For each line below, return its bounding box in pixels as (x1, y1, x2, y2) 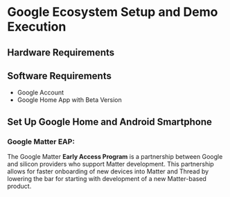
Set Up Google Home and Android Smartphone (7, 116, 213, 128)
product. (7, 182, 32, 191)
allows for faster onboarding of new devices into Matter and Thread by (7, 167, 209, 175)
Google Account (17, 88, 64, 97)
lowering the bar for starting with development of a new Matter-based (7, 175, 206, 183)
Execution (7, 19, 67, 35)
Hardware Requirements (7, 46, 115, 58)
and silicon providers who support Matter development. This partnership (7, 160, 215, 169)
